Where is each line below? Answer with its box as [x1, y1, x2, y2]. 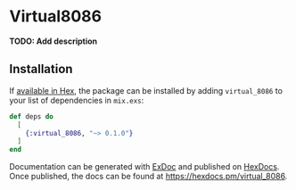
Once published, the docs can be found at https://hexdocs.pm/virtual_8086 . [9, 171, 288, 182]
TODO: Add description [9, 36, 98, 46]
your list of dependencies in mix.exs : [9, 95, 144, 105]
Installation [9, 62, 73, 77]
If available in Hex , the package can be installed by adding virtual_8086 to [9, 85, 284, 95]
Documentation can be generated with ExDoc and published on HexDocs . [9, 161, 280, 172]
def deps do [9, 112, 53, 121]
